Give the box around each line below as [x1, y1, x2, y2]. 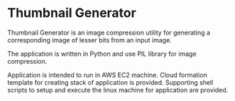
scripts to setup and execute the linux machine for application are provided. [7, 85, 229, 94]
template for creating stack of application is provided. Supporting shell [7, 78, 214, 86]
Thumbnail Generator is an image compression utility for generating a [7, 28, 211, 37]
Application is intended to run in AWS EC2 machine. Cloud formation [7, 71, 207, 79]
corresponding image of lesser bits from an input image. [7, 35, 172, 44]
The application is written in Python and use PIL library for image [7, 49, 197, 58]
